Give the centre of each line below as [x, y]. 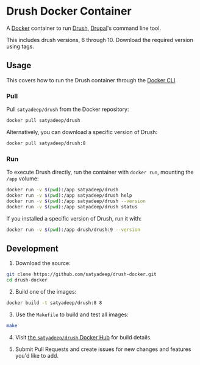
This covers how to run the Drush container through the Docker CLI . [91, 80]
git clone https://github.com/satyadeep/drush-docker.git [81, 275]
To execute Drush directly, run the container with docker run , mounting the [100, 172]
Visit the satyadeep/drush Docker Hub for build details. [83, 337]
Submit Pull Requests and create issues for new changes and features [103, 349]
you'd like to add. [37, 355]
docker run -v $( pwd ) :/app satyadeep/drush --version [76, 201]
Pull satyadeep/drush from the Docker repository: [68, 109]
